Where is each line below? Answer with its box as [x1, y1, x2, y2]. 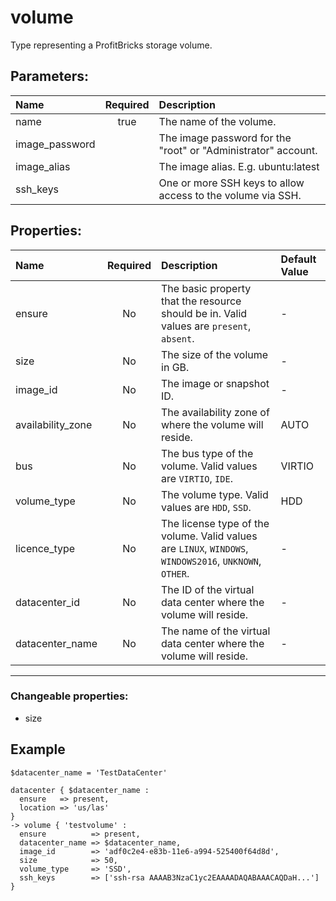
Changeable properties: [10, 689, 129, 703]
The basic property [161, 281, 252, 295]
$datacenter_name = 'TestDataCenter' [10, 767, 168, 778]
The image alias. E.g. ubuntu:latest [158, 159, 320, 173]
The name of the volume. [158, 114, 277, 128]
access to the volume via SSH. [158, 188, 302, 202]
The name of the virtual [161, 624, 271, 638]
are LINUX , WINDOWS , [161, 541, 249, 555]
